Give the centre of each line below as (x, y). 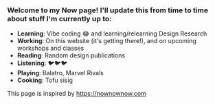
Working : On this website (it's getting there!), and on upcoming (107, 41)
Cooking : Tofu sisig (45, 80)
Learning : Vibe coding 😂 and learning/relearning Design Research (112, 34)
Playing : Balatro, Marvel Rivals (60, 73)
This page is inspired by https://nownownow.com (77, 94)
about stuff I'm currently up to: (59, 18)
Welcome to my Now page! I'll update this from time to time (107, 10)
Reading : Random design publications (71, 55)
